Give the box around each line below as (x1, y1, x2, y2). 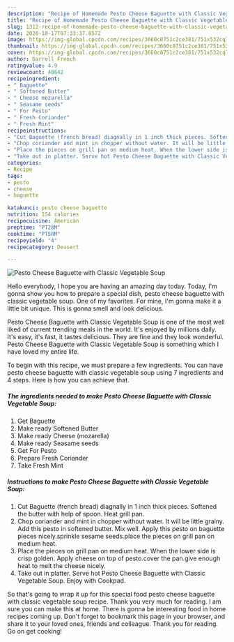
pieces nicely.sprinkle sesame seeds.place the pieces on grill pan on (17, 532, 214, 541)
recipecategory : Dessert (7, 244, 79, 251)
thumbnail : (7, 43, 39, 50)
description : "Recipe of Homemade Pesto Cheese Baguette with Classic (7, 10, 217, 17)
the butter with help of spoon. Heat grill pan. (17, 510, 145, 518)
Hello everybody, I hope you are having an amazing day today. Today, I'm (7, 282, 218, 290)
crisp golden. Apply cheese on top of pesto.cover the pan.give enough (17, 554, 221, 562)
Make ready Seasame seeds (17, 439, 99, 447)
